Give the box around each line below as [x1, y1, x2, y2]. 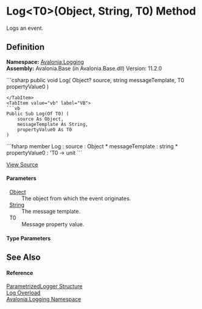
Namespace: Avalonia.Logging [6, 58, 84, 65]
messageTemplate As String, [17, 121, 88, 127]
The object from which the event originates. [21, 195, 131, 202]
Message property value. [21, 220, 85, 227]
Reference [6, 269, 33, 276]
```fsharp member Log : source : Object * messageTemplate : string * [6, 142, 178, 150]
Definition [6, 42, 44, 52]
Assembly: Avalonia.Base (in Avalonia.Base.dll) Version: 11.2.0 [6, 64, 162, 72]
